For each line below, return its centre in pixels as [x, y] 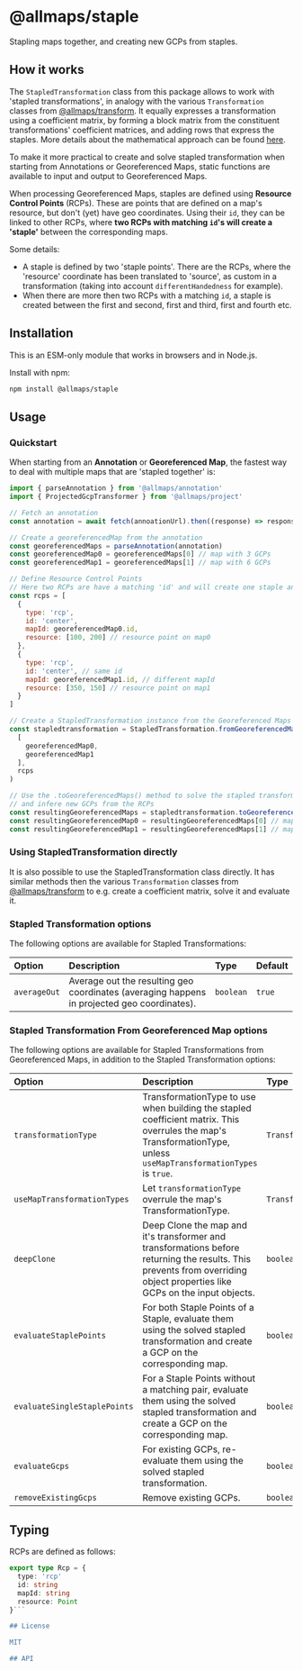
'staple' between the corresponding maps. [89, 231]
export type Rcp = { [48, 1568]
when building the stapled [197, 1108]
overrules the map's [184, 1130]
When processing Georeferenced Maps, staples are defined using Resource [151, 193]
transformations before [191, 1248]
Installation [41, 334]
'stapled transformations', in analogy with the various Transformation [137, 101]
